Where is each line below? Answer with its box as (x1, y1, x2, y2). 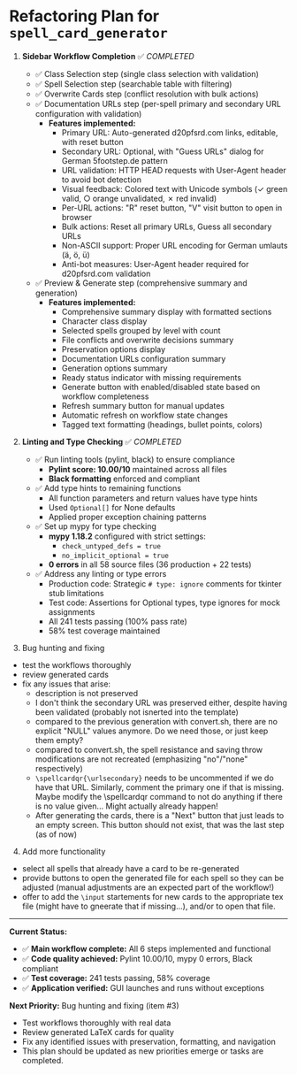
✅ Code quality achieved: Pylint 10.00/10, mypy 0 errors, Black (21, 953, 254, 963)
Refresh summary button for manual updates (61, 400, 225, 410)
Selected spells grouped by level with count (61, 325, 221, 335)
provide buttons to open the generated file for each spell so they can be (21, 872, 285, 883)
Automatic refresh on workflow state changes (61, 410, 228, 420)
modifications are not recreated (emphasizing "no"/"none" (34, 754, 248, 764)
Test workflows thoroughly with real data (21, 1017, 171, 1028)
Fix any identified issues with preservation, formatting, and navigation (21, 1036, 277, 1047)
